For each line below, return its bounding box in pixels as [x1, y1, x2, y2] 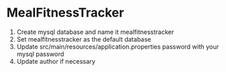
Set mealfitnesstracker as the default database [16, 35, 151, 43]
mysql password [16, 50, 64, 58]
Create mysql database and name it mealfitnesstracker [16, 28, 174, 36]
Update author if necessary [16, 57, 96, 65]
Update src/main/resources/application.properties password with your [16, 42, 219, 51]
